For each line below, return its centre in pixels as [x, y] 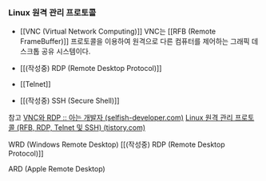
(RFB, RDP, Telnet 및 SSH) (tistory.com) [81, 128]
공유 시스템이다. [66, 51]
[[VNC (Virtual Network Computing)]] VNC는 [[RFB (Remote [118, 31]
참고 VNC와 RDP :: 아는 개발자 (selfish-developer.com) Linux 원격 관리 [121, 118]
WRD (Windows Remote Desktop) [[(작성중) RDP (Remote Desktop [117, 144]
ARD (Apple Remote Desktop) [57, 169]
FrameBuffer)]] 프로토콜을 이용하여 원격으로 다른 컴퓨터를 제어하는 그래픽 [135, 41]
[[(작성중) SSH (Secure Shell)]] [69, 100]
